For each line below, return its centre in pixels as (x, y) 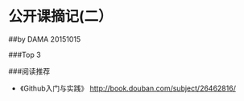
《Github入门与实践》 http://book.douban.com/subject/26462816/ (128, 88)
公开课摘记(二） (60, 16)
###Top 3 (25, 55)
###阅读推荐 (29, 71)
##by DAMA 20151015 (45, 39)
